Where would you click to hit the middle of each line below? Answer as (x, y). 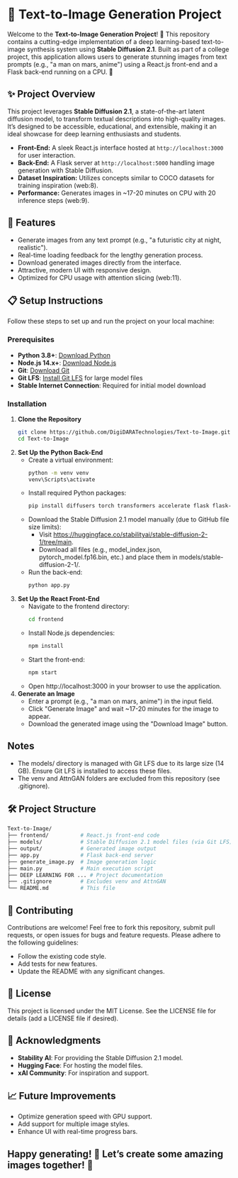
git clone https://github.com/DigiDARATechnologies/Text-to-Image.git (124, 432)
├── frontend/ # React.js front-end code (84, 836)
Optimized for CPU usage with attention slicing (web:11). (100, 277)
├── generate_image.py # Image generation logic (82, 862)
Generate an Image (46, 693)
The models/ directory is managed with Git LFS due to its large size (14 (121, 763)
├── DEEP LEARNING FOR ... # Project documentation (85, 875)
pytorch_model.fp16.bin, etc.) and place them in (108, 557)
